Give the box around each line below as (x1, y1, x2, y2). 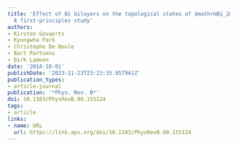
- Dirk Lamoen (7, 57, 50, 64)
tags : (7, 102, 23, 110)
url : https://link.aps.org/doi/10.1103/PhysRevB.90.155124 (13, 129, 192, 136)
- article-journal (7, 83, 62, 90)
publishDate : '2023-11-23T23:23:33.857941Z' (7, 69, 141, 76)
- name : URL (7, 122, 42, 129)
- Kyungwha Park (7, 37, 55, 44)
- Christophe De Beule (7, 43, 74, 50)
